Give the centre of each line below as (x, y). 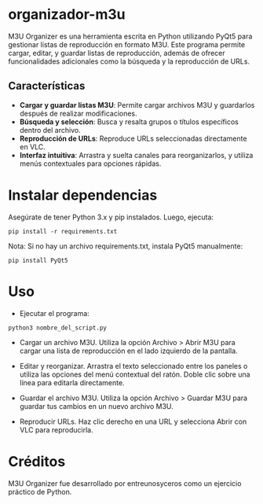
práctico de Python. (40, 491)
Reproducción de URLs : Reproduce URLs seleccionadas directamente (133, 138)
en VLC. (32, 146)
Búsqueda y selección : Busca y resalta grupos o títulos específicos (129, 121)
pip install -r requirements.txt (63, 231)
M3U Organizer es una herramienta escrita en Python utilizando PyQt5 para (130, 36)
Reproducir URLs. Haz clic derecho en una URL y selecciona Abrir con (133, 421)
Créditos (37, 461)
